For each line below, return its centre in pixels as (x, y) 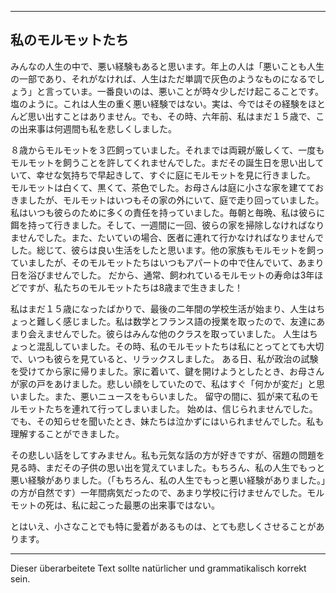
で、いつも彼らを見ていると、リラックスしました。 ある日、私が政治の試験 (164, 358)
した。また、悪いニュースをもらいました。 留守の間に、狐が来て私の (168, 396)
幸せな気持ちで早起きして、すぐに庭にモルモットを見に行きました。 (175, 175)
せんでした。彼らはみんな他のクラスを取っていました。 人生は (181, 333)
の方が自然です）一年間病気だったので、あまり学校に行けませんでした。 (159, 492)
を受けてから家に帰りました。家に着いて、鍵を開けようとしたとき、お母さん (167, 371)
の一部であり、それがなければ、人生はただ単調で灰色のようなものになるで (163, 78)
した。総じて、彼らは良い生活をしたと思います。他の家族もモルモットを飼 (163, 250)
